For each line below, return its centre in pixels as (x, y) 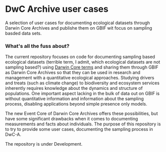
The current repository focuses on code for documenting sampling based (80, 57)
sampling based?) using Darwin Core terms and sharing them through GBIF (82, 67)
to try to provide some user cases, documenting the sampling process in (79, 129)
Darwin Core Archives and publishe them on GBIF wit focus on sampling (79, 28)
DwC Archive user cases (57, 9)
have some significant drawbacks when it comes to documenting (72, 119)
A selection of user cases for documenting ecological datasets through (78, 23)
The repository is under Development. (44, 144)
